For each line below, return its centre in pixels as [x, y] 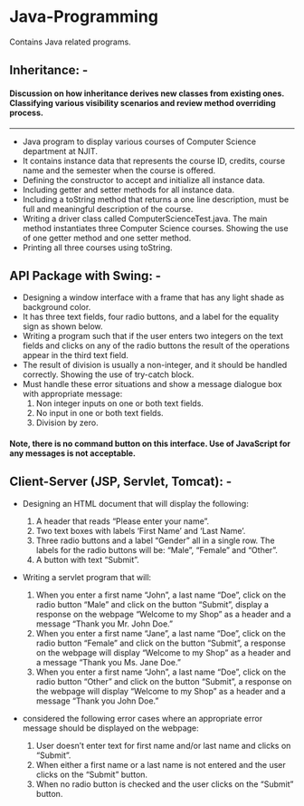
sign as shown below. [62, 326]
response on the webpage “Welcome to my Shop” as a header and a [163, 614]
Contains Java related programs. [70, 42]
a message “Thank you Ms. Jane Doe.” [108, 662]
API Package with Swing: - [85, 275]
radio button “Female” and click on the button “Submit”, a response [161, 643]
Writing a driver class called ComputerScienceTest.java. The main [145, 218]
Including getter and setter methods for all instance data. [128, 189]
